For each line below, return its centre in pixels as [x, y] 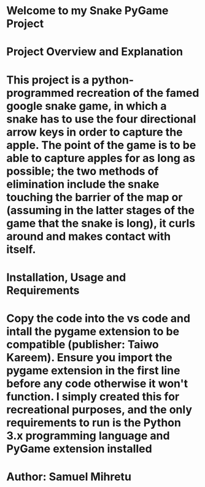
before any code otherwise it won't [97, 383]
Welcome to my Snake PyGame [87, 11]
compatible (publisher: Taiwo [83, 344]
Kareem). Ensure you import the [90, 357]
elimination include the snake [83, 184]
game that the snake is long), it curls [101, 223]
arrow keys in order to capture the [95, 132]
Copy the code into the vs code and [99, 318]
